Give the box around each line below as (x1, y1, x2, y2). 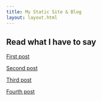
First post (6, 53, 30, 60)
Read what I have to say (6, 37, 97, 47)
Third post (6, 76, 32, 83)
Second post (6, 65, 38, 72)
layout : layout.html (6, 15, 58, 21)
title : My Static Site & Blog (6, 8, 82, 15)
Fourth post (6, 88, 35, 96)
